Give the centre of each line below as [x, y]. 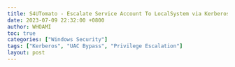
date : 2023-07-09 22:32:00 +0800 [56, 20]
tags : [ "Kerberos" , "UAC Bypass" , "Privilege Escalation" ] [95, 46]
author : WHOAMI [29, 27]
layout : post [26, 53]
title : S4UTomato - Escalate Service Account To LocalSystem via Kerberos [119, 14]
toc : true [22, 33]
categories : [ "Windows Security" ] [58, 40]
